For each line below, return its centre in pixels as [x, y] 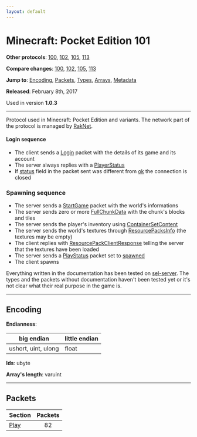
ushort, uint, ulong [34, 348]
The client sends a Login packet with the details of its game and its [95, 152]
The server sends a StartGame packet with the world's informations [96, 206]
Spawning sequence [36, 193]
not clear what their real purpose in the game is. [64, 286]
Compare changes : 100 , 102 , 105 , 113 [51, 68]
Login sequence [26, 140]
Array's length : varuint [34, 374]
